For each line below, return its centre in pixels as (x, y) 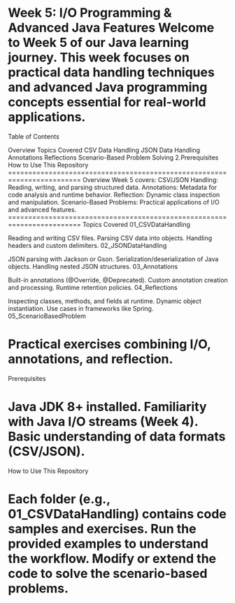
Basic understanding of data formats (117, 437)
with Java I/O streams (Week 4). (103, 422)
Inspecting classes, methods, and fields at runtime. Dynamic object (105, 301)
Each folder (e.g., (59, 499)
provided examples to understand (108, 543)
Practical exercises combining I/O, (109, 344)
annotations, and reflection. (91, 359)
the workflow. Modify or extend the (112, 559)
